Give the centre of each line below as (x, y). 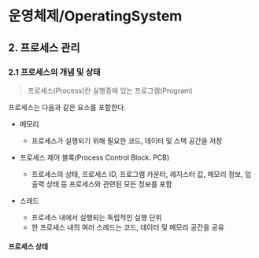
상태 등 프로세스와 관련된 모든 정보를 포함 (109, 184)
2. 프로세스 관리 (44, 48)
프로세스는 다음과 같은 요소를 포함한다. (67, 107)
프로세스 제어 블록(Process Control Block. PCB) (94, 157)
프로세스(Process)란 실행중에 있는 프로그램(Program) (110, 90)
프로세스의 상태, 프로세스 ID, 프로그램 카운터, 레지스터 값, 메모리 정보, (137, 174)
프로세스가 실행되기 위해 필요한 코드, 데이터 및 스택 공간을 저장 (127, 140)
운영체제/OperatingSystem (95, 16)
